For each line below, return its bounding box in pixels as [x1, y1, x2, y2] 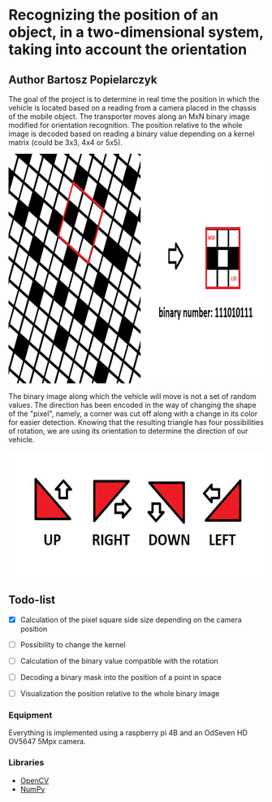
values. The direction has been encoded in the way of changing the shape [8, 401, 257, 410]
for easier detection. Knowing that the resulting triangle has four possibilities [8, 418, 264, 427]
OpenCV [19, 775, 50, 785]
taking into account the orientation [8, 41, 248, 59]
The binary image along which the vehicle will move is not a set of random [8, 392, 257, 401]
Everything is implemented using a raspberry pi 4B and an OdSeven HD [8, 728, 248, 738]
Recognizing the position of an [8, 6, 219, 24]
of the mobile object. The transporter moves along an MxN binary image [8, 112, 250, 121]
